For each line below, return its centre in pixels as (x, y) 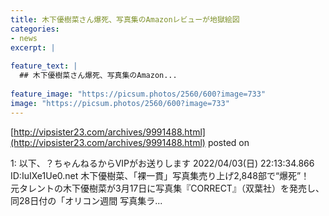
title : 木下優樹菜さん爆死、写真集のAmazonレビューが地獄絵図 (125, 19)
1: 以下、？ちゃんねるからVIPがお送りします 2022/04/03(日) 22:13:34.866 (162, 163)
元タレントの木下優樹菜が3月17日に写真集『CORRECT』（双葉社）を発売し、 (167, 188)
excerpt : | (33, 47)
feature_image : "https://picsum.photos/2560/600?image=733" (138, 94)
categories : (35, 29)
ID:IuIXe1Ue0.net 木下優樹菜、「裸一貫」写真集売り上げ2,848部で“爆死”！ (160, 175)
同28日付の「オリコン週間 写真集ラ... (86, 200)
